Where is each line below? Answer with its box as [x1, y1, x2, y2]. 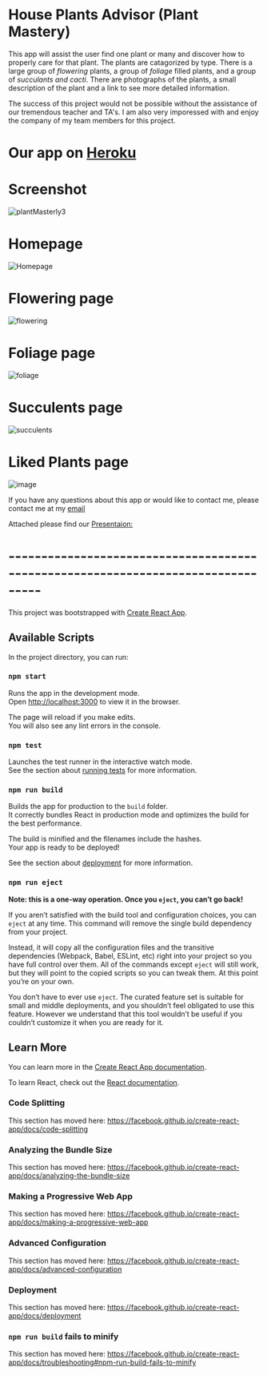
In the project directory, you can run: [8, 652, 129, 661]
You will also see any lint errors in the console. [8, 721, 161, 730]
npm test [8, 741, 42, 750]
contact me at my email [8, 503, 86, 513]
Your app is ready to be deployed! [8, 842, 120, 852]
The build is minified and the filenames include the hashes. [8, 834, 202, 844]
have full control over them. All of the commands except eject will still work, [8, 959, 259, 969]
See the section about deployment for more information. [8, 858, 193, 868]
